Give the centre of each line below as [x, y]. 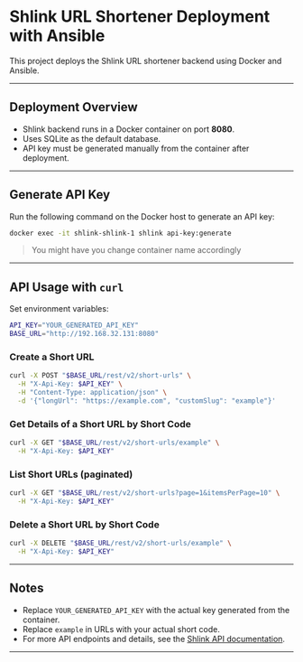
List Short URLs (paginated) [71, 474]
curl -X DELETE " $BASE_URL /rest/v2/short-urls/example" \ [120, 544]
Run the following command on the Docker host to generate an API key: [142, 216]
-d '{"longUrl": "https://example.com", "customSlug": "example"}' [147, 401]
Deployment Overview [73, 107]
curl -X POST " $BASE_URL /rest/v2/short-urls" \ [101, 376]
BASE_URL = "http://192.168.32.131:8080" [84, 334]
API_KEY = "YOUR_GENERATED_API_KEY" [74, 326]
